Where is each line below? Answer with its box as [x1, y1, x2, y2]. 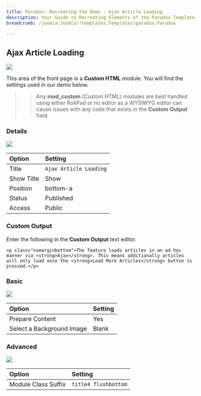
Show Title [9, 175, 40, 183]
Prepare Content [9, 315, 56, 323]
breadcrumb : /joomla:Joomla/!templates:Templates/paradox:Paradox [6, 20, 176, 26]
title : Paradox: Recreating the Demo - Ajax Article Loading [6, 8, 163, 15]
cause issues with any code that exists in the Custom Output [36, 106, 188, 113]
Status [9, 194, 28, 202]
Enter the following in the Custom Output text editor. [6, 235, 137, 243]
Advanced [6, 342, 37, 351]
